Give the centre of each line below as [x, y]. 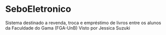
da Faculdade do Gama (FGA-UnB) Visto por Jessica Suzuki [68, 28]
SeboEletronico [38, 9]
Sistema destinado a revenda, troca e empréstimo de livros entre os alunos [83, 23]
